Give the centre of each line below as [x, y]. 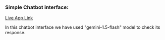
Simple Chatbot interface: [37, 7]
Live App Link [19, 18]
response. [15, 33]
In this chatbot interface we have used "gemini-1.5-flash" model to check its [83, 27]
